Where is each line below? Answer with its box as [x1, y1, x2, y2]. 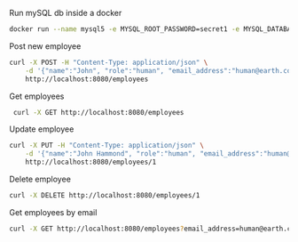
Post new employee [9, 40, 82, 52]
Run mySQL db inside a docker [9, 8, 122, 18]
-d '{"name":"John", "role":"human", [25, 66, 165, 75]
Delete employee [9, 173, 71, 184]
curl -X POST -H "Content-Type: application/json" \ [9, 58, 208, 67]
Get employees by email [9, 206, 98, 217]
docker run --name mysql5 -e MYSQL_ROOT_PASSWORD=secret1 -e [9, 25, 240, 34]
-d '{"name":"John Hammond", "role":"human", [25, 149, 197, 158]
